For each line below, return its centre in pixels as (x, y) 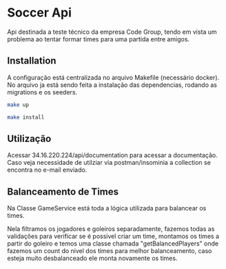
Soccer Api (40, 13)
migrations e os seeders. (42, 92)
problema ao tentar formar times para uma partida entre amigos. (99, 39)
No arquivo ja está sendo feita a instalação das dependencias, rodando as (112, 85)
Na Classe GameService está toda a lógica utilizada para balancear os (107, 208)
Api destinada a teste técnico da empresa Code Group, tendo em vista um (112, 32)
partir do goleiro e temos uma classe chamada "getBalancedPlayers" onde (113, 243)
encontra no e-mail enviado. (47, 170)
